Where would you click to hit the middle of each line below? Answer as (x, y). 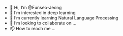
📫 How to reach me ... (32, 28)
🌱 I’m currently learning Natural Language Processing (64, 18)
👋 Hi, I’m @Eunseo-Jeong (36, 8)
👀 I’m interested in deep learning (43, 13)
